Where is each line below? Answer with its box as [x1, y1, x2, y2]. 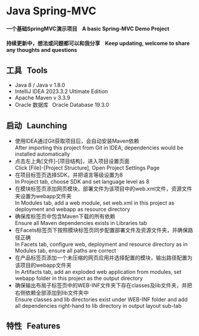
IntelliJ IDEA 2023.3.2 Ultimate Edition [14, 88, 108, 95]
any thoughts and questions [6, 47, 77, 54]
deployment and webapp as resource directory [14, 206, 130, 212]
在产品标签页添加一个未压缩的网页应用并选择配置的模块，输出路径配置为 [14, 254, 192, 261]
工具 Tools [6, 65, 48, 75]
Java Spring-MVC [6, 4, 97, 18]
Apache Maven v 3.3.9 [14, 94, 70, 101]
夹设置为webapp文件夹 [14, 193, 71, 199]
